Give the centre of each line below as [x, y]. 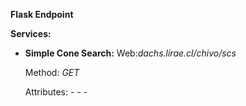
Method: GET [52, 72]
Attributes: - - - [56, 92]
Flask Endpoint [42, 14]
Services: [31, 33]
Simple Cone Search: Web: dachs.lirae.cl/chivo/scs [130, 53]
